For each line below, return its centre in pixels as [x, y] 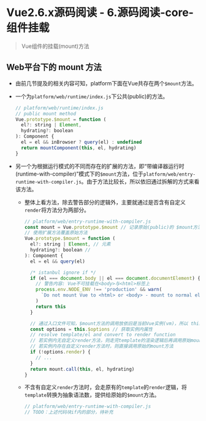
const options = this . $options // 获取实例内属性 [91, 329]
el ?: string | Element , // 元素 [70, 244]
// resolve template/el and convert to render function [103, 335]
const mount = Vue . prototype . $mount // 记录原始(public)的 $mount [109, 227]
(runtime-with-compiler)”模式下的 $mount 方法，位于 [79, 174]
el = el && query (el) [58, 261]
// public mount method [46, 114]
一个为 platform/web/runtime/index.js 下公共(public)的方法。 [92, 96]
